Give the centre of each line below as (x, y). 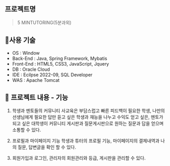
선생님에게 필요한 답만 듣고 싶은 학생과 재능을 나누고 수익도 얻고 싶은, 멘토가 (88, 117)
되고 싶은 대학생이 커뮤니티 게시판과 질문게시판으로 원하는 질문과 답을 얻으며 (88, 123)
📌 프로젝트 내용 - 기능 (37, 98)
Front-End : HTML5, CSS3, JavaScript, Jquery (60, 64)
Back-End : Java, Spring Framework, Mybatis (60, 58)
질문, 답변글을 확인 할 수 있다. (47, 147)
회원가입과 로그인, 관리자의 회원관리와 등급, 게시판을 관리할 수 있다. (79, 158)
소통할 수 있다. (27, 130)
